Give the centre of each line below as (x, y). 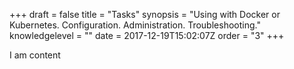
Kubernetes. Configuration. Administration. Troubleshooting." (135, 25)
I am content (35, 55)
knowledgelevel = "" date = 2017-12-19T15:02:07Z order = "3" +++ (147, 35)
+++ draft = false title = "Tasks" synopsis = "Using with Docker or (145, 14)
